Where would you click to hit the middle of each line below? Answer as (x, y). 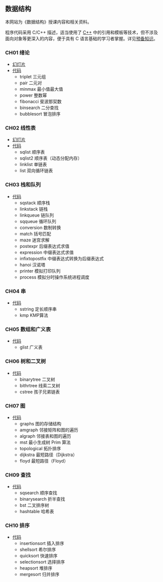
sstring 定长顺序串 (38, 309)
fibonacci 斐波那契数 (41, 102)
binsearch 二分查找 (39, 108)
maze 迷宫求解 (35, 240)
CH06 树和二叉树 (25, 361)
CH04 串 (16, 291)
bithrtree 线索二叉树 (40, 385)
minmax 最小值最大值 (41, 89)
